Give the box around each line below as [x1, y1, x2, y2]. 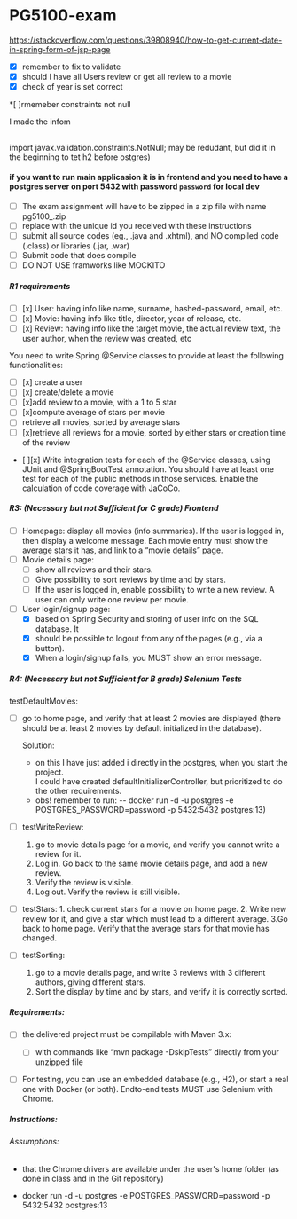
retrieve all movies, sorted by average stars [21, 417, 180, 428]
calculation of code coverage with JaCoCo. [21, 483, 181, 493]
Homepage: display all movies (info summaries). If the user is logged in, [21, 525, 285, 536]
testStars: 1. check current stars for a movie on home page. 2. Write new [21, 904, 287, 915]
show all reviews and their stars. [35, 564, 153, 575]
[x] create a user [21, 377, 83, 388]
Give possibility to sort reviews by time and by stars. [35, 574, 226, 585]
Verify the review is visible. [35, 877, 134, 888]
